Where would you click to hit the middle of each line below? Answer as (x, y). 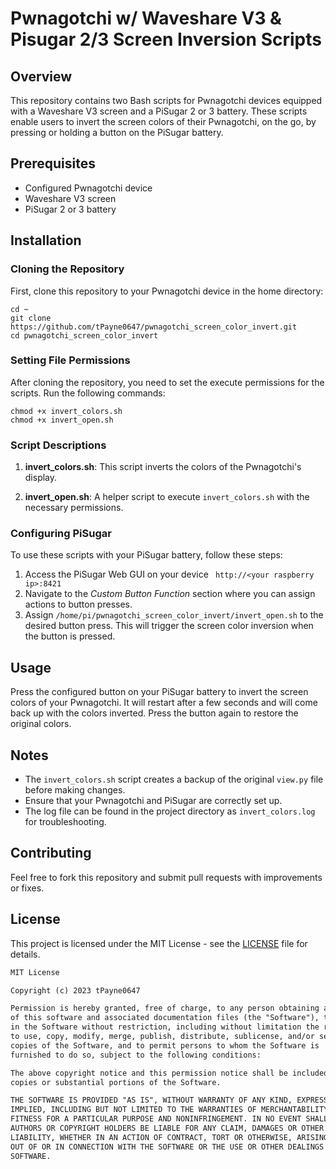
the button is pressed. (70, 636)
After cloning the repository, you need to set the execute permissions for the (167, 382)
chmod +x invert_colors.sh (66, 411)
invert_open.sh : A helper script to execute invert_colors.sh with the (167, 497)
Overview (41, 76)
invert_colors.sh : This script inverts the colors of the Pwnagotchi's (163, 467)
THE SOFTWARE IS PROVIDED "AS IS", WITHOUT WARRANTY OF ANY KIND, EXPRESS (169, 1100)
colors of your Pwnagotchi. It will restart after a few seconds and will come (164, 703)
